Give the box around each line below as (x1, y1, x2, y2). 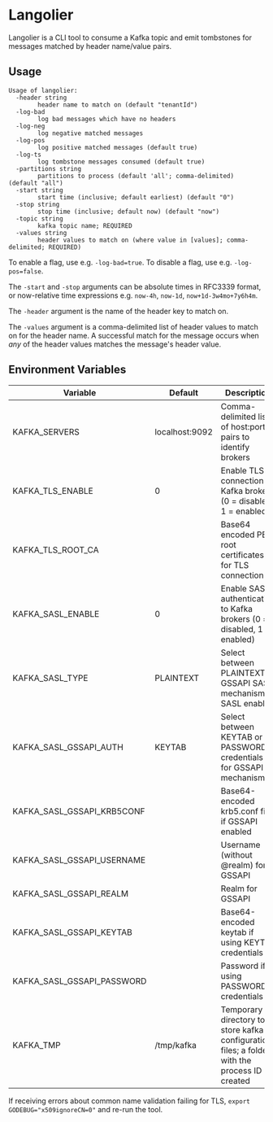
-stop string (15, 200, 60, 208)
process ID (220, 1064, 262, 1076)
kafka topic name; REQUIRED (37, 221, 132, 229)
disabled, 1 (220, 623, 263, 635)
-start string (15, 186, 63, 194)
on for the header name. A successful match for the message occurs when (8, 330, 260, 340)
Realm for (220, 883, 258, 894)
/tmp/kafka (154, 1039, 197, 1050)
